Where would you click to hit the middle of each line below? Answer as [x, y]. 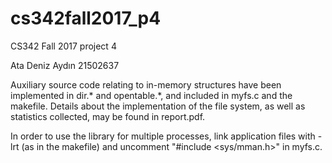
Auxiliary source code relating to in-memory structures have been [146, 84]
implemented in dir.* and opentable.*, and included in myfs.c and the [151, 95]
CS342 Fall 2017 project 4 [63, 46]
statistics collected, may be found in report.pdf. [108, 116]
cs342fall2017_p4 [86, 18]
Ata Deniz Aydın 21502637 [65, 65]
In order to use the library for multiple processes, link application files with [163, 136]
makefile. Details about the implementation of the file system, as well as [158, 106]
